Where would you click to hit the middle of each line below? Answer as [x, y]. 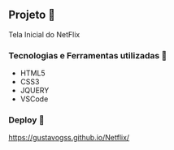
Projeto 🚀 [32, 15]
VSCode [34, 99]
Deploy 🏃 [26, 120]
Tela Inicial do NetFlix [44, 34]
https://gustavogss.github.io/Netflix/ [69, 138]
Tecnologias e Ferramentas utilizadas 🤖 [88, 55]
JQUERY [35, 91]
